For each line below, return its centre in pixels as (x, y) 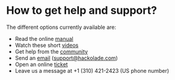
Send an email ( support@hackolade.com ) (66, 58)
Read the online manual (44, 38)
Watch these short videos (47, 45)
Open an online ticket (41, 64)
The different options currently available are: (61, 27)
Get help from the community (51, 51)
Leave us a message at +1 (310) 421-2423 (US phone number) (92, 70)
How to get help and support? (82, 11)
